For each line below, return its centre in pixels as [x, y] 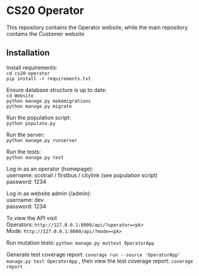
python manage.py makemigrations [49, 101]
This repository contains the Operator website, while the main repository [97, 27]
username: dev [25, 200]
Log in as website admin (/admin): [49, 193]
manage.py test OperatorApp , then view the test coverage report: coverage [100, 261]
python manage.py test [35, 157]
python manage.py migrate [39, 106]
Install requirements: [32, 67]
